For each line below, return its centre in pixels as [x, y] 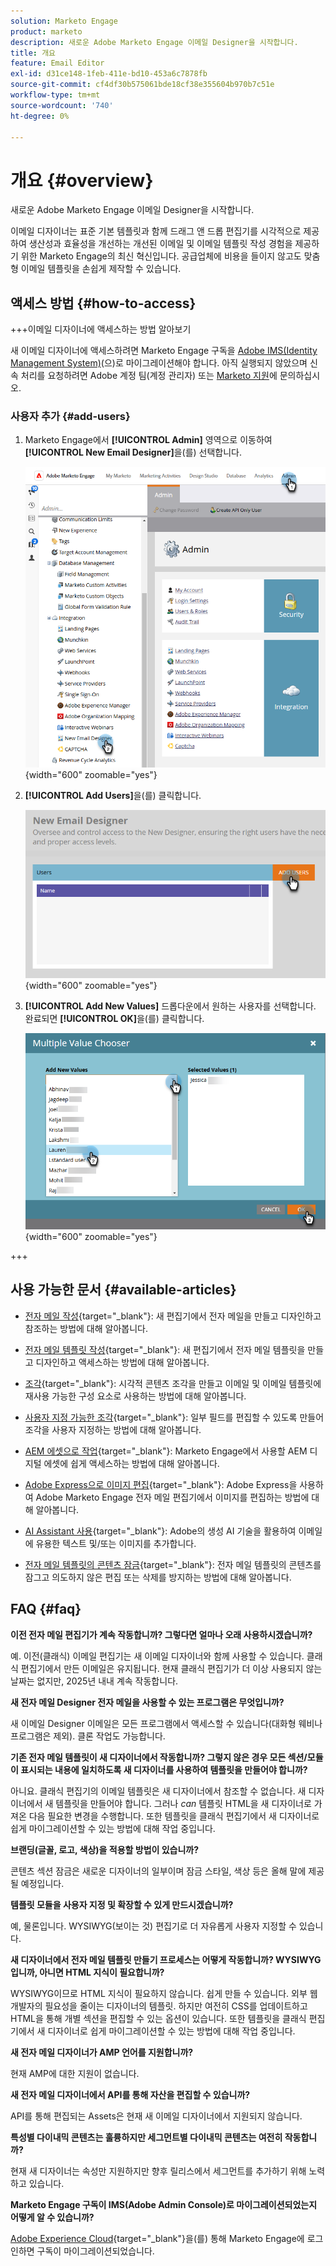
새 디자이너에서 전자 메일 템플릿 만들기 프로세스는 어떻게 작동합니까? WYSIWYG [166, 1959]
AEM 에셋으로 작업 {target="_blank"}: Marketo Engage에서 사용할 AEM [166, 1451]
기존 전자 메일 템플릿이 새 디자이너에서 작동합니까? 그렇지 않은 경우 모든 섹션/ [159, 1757]
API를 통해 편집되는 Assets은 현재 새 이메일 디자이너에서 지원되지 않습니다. [156, 2116]
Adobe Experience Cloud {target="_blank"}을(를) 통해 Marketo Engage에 [157, 2238]
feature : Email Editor [57, 63]
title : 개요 [33, 53]
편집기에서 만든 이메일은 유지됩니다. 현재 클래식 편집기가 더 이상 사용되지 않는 [171, 1668]
